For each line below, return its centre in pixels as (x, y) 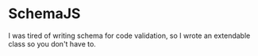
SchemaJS (44, 14)
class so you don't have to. (52, 43)
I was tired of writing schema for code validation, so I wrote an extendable (129, 35)
